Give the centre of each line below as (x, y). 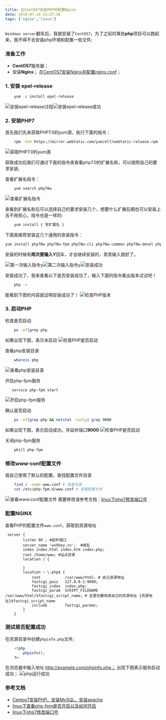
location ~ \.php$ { (44, 572)
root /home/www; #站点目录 (49, 555)
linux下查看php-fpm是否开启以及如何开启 (54, 706)
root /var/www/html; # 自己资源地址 (78, 577)
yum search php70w (33, 189)
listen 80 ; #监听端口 (45, 540)
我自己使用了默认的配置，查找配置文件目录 (48, 475)
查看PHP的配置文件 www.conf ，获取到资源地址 (51, 525)
